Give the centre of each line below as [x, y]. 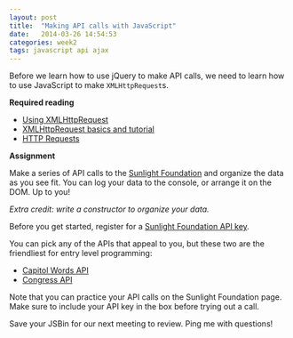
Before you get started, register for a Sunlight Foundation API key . [130, 227]
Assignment [32, 156]
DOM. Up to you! [40, 192]
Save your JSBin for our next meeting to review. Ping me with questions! [141, 324]
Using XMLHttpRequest [65, 120]
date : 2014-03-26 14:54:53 [63, 34]
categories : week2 [43, 42]
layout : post [33, 17]
